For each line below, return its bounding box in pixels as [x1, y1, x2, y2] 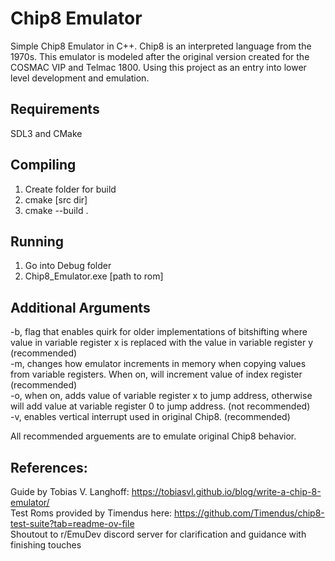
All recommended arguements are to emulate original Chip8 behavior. [10, 430, 297, 442]
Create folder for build [24, 183, 117, 195]
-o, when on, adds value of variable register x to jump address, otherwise [10, 390, 313, 402]
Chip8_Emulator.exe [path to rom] [24, 270, 164, 282]
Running [10, 233, 65, 250]
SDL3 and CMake [10, 127, 83, 139]
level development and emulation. [10, 72, 150, 84]
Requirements [10, 101, 100, 118]
